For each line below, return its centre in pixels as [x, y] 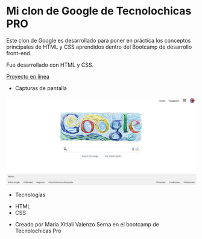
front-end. [19, 53]
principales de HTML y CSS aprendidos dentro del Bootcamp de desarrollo [99, 47]
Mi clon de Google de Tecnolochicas [99, 11]
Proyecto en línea [28, 76]
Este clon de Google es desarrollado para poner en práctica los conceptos [99, 40]
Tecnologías [30, 195]
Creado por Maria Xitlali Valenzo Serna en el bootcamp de [87, 224]
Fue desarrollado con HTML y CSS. [50, 65]
